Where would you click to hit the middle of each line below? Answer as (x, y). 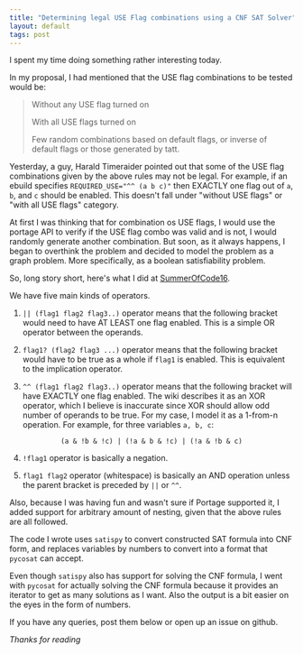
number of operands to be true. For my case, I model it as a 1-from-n (150, 415)
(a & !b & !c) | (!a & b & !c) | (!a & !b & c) (151, 442)
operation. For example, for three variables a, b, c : (118, 425)
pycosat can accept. (46, 558)
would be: (28, 88)
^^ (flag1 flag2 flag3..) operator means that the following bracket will (157, 387)
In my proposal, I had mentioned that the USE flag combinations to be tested (151, 78)
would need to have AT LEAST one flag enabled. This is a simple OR (148, 323)
